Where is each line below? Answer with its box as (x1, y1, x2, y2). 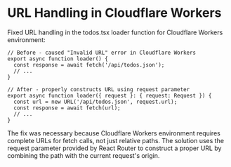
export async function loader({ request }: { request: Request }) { (7, 92, 212, 99)
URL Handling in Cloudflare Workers (7, 5, 222, 21)
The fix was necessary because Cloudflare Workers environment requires (7, 128, 221, 138)
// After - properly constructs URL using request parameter (7, 86, 190, 93)
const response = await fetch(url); (13, 104, 121, 112)
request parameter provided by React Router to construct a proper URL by (7, 144, 222, 152)
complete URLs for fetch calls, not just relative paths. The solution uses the (7, 136, 225, 145)
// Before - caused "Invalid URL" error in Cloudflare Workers (7, 49, 197, 56)
